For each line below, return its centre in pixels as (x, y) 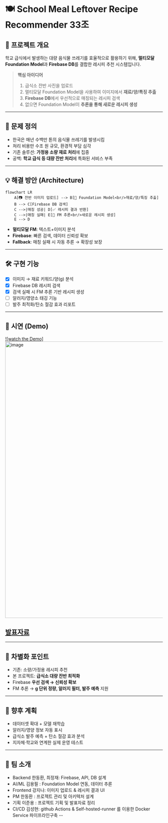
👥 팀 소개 (18, 765)
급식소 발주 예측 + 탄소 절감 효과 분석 (48, 736)
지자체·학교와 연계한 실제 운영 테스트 (48, 742)
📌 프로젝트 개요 (27, 45)
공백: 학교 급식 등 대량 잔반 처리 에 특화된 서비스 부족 (62, 158)
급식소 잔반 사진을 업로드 (49, 86)
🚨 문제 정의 (21, 126)
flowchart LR (19, 192)
